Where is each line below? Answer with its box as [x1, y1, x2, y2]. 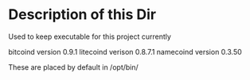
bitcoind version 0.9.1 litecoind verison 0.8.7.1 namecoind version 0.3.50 [8, 47, 243, 56]
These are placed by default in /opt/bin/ [8, 62, 139, 72]
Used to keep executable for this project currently [8, 32, 171, 41]
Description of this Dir [8, 6, 157, 24]
